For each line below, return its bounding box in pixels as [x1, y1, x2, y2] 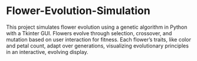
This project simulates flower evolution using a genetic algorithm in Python [6, 23, 188, 30]
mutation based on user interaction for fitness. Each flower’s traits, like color [6, 36, 192, 43]
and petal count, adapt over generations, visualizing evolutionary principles [6, 42, 189, 49]
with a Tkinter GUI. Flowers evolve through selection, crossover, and [6, 29, 172, 36]
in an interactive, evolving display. [6, 48, 88, 55]
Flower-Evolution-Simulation [6, 4, 150, 18]
